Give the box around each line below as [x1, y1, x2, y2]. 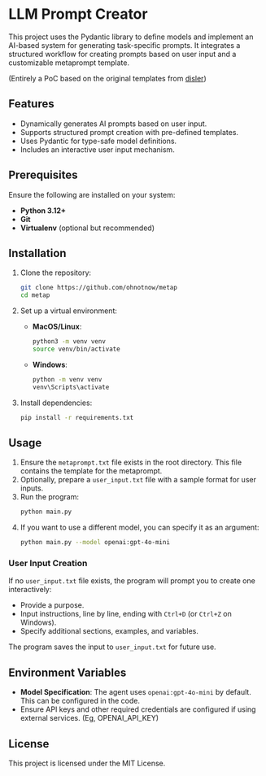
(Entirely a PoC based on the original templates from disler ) [8, 73, 207, 83]
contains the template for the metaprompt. [20, 466, 163, 476]
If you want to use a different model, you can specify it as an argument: [20, 522, 259, 533]
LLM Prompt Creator [8, 5, 148, 24]
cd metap [20, 291, 50, 299]
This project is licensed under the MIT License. [8, 758, 166, 768]
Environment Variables [8, 665, 127, 679]
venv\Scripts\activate [32, 383, 110, 391]
